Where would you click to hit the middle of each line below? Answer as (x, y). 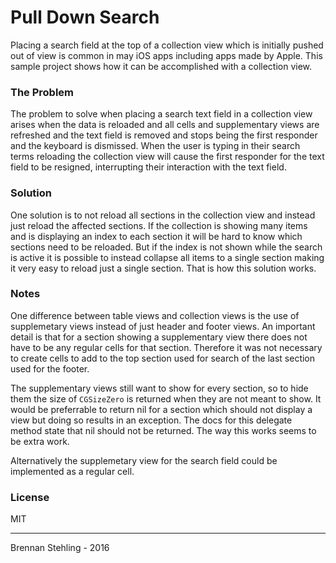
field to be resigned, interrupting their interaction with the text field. (148, 167)
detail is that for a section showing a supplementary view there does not (159, 337)
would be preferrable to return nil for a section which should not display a (161, 409)
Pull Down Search (85, 17)
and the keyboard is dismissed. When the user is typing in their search (155, 146)
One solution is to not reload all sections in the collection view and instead (163, 215)
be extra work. (40, 441)
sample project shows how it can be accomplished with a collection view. (161, 66)
